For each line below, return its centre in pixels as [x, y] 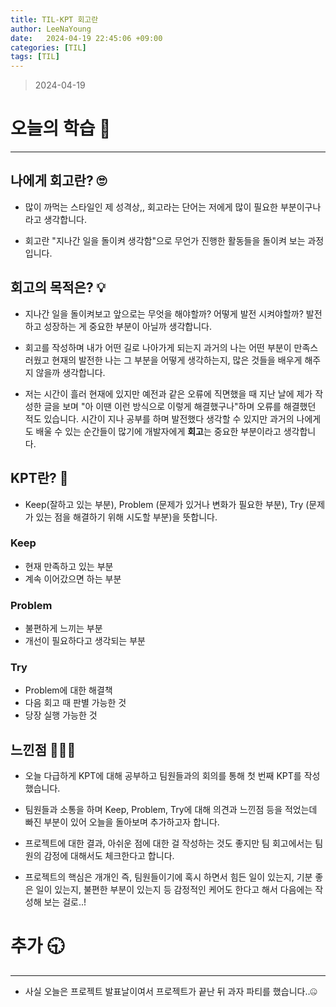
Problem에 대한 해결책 [68, 690]
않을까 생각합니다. [70, 372]
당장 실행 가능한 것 [61, 715]
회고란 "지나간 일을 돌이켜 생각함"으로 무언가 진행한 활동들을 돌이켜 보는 [165, 240]
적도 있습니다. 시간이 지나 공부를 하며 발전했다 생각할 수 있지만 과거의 [159, 418]
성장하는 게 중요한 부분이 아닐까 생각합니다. [127, 326]
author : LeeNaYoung [51, 29]
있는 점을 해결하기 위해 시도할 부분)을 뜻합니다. [126, 517]
